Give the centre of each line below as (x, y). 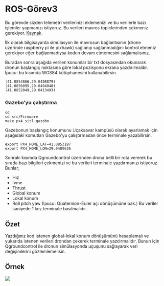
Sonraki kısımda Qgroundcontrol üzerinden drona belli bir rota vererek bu (79, 158)
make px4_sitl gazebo (27, 121)
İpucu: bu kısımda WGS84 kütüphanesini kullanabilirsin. (61, 72)
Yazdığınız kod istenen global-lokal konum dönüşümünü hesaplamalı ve (77, 236)
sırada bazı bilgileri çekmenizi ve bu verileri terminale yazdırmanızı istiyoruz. (82, 163)
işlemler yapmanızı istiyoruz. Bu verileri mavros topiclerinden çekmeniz (77, 27)
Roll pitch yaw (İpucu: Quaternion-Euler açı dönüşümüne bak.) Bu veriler (85, 203)
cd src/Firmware (22, 117)
